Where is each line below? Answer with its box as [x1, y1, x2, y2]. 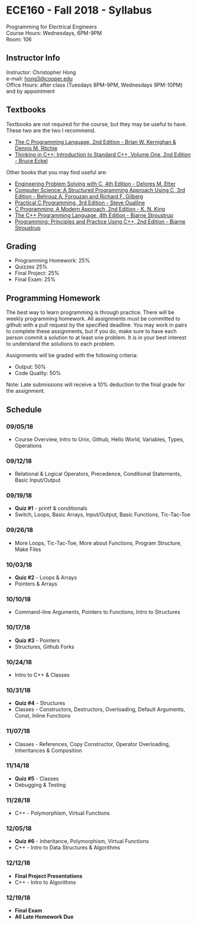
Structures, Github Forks [14, 643, 75, 650]
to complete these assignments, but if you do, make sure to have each [6, 328, 177, 335]
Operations [14, 442, 42, 449]
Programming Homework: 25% [14, 257, 90, 264]
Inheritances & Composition [14, 747, 83, 754]
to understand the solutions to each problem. [6, 340, 116, 347]
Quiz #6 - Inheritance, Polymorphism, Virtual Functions [14, 838, 149, 845]
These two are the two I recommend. [6, 127, 96, 134]
